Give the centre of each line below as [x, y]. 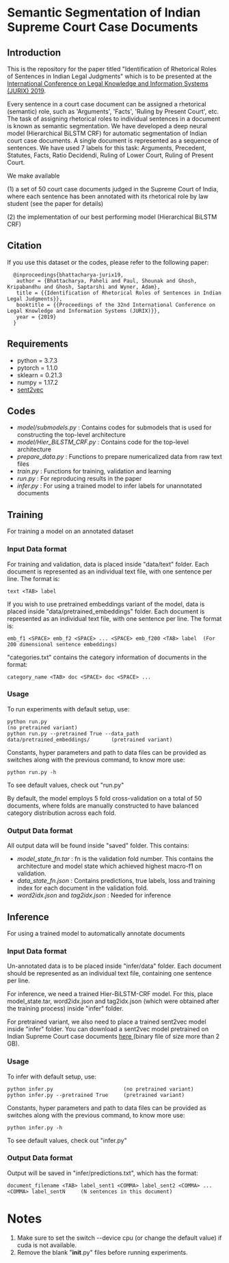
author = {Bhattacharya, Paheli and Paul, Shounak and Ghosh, [106, 281]
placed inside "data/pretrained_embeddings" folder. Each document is [106, 611]
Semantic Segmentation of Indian [104, 13]
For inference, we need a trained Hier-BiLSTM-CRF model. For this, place [110, 994]
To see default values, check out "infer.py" [67, 1140]
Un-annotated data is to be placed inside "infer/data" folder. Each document [114, 966]
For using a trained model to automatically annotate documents [96, 933]
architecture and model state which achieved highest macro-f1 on [109, 866]
